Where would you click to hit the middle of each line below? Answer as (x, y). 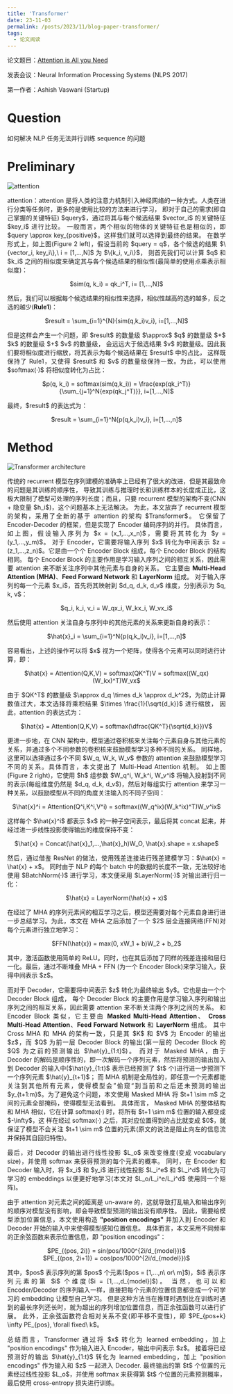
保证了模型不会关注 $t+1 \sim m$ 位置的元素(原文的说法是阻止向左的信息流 (116, 1129)
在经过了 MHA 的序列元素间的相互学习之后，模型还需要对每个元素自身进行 (113, 912)
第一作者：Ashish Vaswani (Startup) (58, 90)
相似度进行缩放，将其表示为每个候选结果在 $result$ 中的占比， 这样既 (126, 352)
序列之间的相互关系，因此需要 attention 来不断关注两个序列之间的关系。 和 (116, 1007)
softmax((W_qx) (186, 673)
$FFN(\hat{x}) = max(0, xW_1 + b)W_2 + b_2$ (116, 943)
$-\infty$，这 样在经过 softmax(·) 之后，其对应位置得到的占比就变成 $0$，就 (116, 1120)
